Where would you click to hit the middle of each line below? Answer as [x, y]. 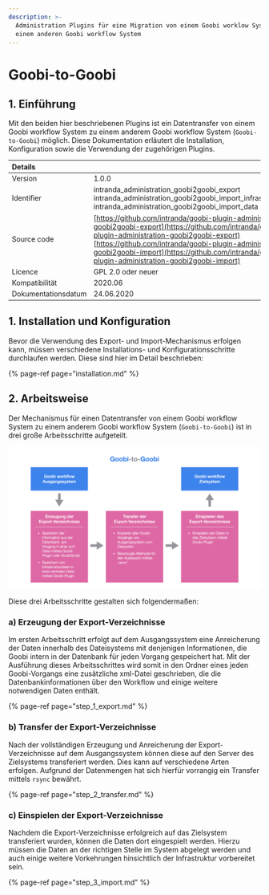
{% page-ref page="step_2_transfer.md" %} [81, 794]
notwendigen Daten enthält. [54, 691]
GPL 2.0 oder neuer [126, 271]
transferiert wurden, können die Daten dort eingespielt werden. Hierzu [124, 841]
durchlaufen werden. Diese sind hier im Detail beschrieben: [106, 358]
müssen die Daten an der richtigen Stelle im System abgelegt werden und [129, 849]
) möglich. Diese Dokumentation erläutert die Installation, [131, 140]
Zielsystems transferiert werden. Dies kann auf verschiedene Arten [119, 762]
